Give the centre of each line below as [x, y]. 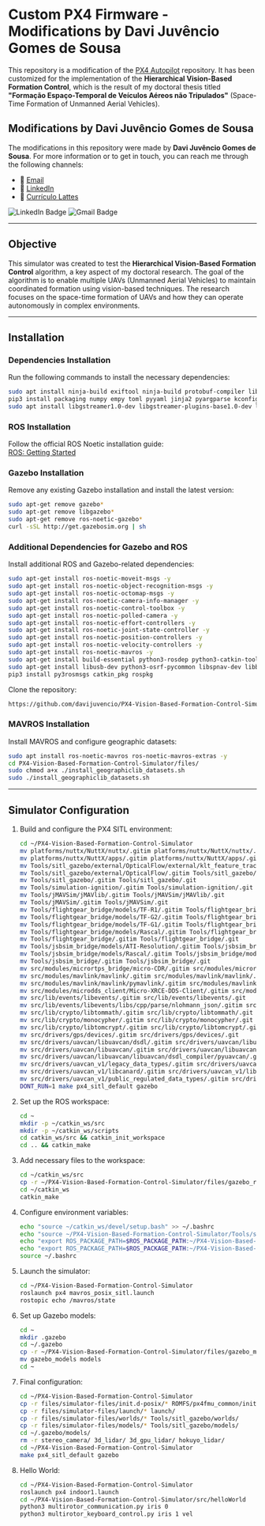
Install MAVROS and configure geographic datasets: [93, 741]
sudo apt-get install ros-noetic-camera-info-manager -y [104, 600]
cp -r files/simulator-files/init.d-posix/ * [94, 1403]
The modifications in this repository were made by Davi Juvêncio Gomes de [132, 147]
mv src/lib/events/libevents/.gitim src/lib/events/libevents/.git [132, 998]
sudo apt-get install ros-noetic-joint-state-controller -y [109, 630]
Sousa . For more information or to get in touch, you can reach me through [128, 156]
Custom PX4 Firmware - [88, 15]
